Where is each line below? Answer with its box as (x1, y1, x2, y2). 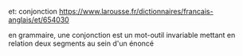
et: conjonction (8, 7, 58, 16)
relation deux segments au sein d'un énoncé (8, 39, 154, 48)
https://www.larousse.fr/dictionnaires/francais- (59, 7, 214, 16)
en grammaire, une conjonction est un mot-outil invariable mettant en (8, 31, 236, 39)
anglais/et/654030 (8, 15, 69, 24)
